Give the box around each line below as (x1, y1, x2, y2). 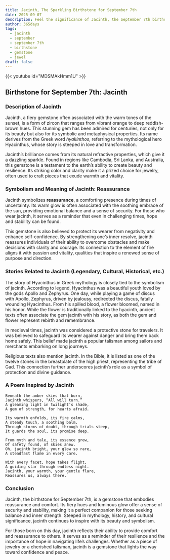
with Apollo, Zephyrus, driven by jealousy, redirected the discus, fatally (5, 295, 153, 302)
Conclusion (5, 484, 34, 492)
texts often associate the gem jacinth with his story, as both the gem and (5, 312, 157, 318)
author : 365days (5, 21, 39, 27)
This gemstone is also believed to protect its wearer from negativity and (5, 229, 155, 235)
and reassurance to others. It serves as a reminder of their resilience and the (5, 533, 165, 539)
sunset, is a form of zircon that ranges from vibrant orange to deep (5, 120, 145, 126)
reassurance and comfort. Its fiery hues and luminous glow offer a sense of (5, 502, 162, 508)
